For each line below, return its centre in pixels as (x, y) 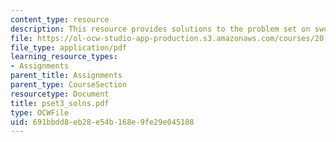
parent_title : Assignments (66, 76)
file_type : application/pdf (69, 47)
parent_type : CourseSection (69, 85)
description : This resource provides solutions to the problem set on (160, 29)
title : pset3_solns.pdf (60, 103)
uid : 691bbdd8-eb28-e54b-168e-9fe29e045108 (102, 122)
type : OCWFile (40, 112)
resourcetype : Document (60, 94)
